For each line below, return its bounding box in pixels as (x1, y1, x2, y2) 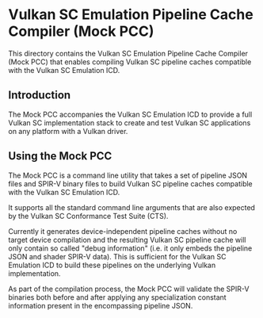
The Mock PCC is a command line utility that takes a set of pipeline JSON (8, 170, 248, 180)
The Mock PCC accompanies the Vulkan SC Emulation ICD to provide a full (8, 109, 253, 119)
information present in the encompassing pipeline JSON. (8, 301, 193, 310)
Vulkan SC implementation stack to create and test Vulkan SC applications (8, 117, 251, 128)
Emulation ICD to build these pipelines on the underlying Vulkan (8, 260, 216, 270)
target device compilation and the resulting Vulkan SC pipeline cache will (8, 235, 246, 244)
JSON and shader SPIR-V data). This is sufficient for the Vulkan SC (8, 251, 227, 261)
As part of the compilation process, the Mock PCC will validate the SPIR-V (8, 284, 250, 293)
